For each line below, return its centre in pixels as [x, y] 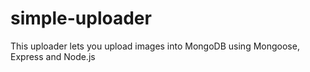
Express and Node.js [53, 56]
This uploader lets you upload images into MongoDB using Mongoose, [155, 46]
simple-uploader [81, 18]
